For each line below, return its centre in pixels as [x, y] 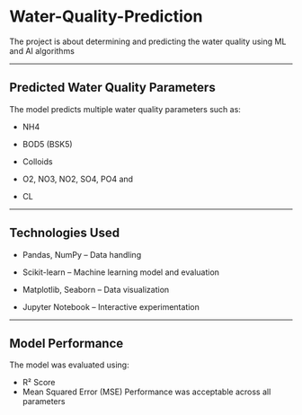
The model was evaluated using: [69, 365]
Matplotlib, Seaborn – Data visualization [96, 289]
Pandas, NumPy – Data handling [82, 254]
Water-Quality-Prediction [106, 17]
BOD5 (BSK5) [48, 144]
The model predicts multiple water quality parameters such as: [125, 109]
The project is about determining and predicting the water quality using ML [148, 41]
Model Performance [67, 343]
